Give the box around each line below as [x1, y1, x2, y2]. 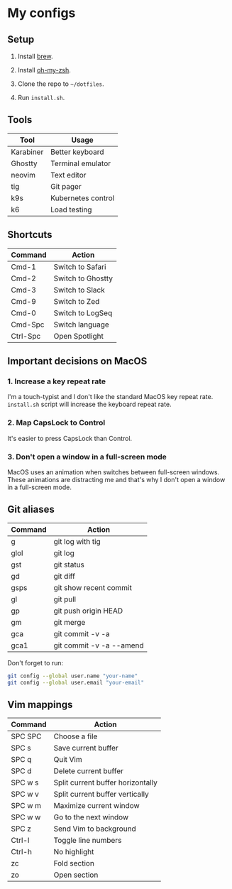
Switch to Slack [53, 285, 105, 295]
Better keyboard [50, 147, 104, 157]
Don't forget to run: [7, 658, 64, 667]
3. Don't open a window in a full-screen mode [7, 452, 167, 462]
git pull [53, 594, 77, 604]
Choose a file [53, 731, 98, 741]
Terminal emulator [50, 158, 111, 168]
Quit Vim [53, 755, 83, 765]
